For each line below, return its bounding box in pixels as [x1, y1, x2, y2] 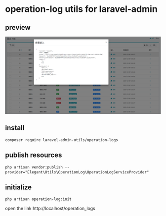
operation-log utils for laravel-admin [5, 3, 158, 15]
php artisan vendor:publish [5, 164, 63, 169]
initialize [5, 183, 32, 192]
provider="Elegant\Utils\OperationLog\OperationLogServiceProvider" [5, 169, 149, 174]
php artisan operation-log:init [5, 197, 72, 202]
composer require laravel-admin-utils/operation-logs [5, 137, 119, 142]
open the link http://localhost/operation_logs [5, 206, 95, 212]
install [5, 124, 25, 132]
